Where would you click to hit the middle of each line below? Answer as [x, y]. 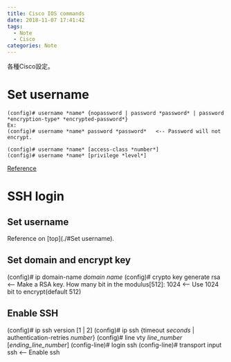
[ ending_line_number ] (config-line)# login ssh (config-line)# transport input [114, 345]
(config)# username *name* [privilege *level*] [77, 155]
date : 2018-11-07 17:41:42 [46, 20]
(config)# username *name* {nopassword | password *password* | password [116, 113]
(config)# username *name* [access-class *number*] [83, 150]
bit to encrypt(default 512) [44, 291]
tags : [15, 26]
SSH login [36, 196]
